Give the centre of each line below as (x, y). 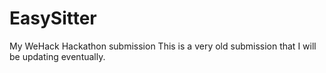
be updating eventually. (57, 56)
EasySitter (53, 18)
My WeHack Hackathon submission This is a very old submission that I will (163, 46)
